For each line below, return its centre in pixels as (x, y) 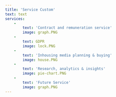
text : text (16, 14)
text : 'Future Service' (47, 82)
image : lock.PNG (39, 46)
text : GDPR (34, 42)
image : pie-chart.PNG (45, 73)
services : (15, 19)
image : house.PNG (40, 60)
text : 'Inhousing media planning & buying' (67, 55)
